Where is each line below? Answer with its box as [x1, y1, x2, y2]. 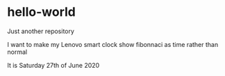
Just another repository [7, 27, 75, 35]
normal [7, 48, 28, 56]
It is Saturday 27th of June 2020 [7, 61, 100, 69]
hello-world [7, 4, 76, 20]
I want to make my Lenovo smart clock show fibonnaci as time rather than [7, 40, 219, 48]
